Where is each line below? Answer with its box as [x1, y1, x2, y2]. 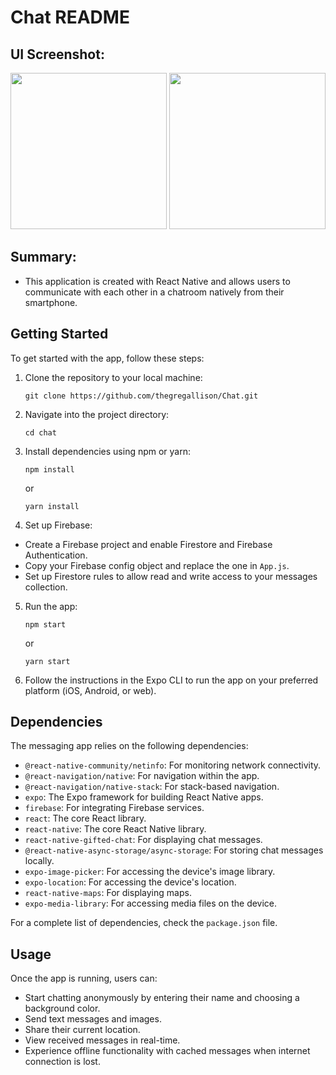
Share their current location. [24, 1024, 141, 1036]
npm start [24, 619, 67, 630]
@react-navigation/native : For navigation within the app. [24, 770, 260, 782]
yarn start [24, 656, 71, 666]
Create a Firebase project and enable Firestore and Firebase [24, 538, 273, 550]
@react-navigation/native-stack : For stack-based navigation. [24, 781, 280, 793]
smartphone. [24, 296, 78, 308]
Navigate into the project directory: [24, 408, 170, 420]
